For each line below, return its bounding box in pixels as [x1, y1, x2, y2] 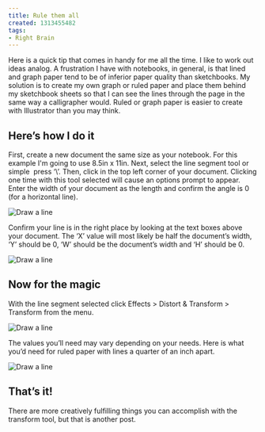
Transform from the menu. [8, 307, 94, 317]
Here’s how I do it [8, 128, 95, 143]
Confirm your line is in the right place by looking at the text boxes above [8, 223, 243, 232]
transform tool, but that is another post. [8, 414, 136, 424]
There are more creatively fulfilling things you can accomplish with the [8, 406, 237, 415]
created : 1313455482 [8, 19, 77, 27]
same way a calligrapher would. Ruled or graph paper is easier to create [8, 97, 243, 107]
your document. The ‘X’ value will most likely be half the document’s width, [8, 231, 252, 241]
